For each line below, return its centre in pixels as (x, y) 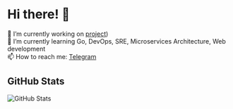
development (26, 49)
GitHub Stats (36, 81)
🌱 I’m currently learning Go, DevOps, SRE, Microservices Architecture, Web (116, 41)
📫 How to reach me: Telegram (52, 56)
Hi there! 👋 (39, 14)
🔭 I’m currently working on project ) (58, 34)
